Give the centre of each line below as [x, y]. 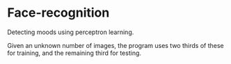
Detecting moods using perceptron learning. [71, 32]
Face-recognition [58, 13]
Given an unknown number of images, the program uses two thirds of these [115, 45]
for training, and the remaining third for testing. [74, 53]
